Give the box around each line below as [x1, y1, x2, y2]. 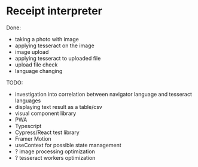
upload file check [14, 61, 58, 68]
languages [14, 97, 41, 104]
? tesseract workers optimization [14, 154, 96, 161]
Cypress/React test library [14, 129, 80, 136]
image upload [14, 48, 49, 55]
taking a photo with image [14, 35, 79, 42]
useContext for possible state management [14, 141, 121, 148]
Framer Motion [14, 135, 52, 142]
